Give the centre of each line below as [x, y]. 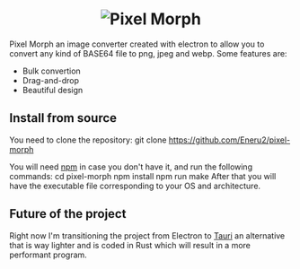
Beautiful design [53, 90]
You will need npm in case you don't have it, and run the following [131, 167]
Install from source [63, 118]
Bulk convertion [51, 71]
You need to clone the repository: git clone [88, 140]
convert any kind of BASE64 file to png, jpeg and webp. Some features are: [148, 53]
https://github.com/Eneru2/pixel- [229, 140]
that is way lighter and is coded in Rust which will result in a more [130, 245]
